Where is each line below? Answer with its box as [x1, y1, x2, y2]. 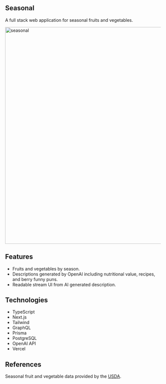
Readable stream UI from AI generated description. [12, 281, 116, 287]
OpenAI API [12, 340, 36, 346]
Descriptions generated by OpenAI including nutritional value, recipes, [12, 271, 156, 277]
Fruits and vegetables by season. [12, 266, 80, 272]
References [5, 360, 41, 369]
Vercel [12, 346, 26, 352]
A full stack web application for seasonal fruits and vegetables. [5, 17, 133, 23]
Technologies [5, 296, 48, 304]
